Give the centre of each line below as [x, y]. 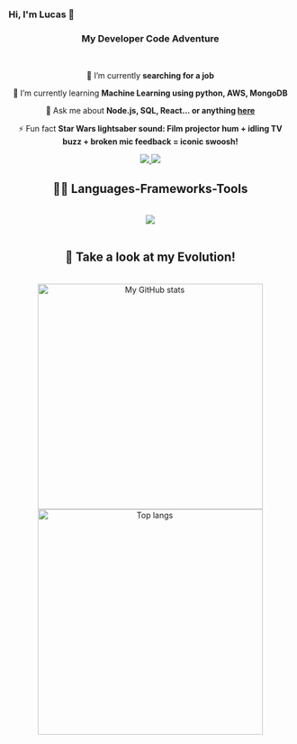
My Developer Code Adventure [150, 38]
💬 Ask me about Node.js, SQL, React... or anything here [150, 111]
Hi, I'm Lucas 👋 [41, 14]
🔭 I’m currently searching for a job [150, 76]
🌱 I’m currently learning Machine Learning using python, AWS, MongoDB [150, 93]
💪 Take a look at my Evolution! [150, 257]
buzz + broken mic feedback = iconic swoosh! [150, 142]
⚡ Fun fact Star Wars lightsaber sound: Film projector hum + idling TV [150, 129]
